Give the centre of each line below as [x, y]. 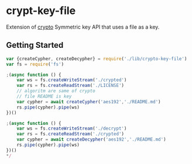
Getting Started [35, 45]
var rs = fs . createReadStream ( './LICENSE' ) [71, 86]
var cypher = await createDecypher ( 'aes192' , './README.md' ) [91, 139]
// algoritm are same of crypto [56, 91]
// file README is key [44, 96]
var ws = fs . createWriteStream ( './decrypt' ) [72, 129]
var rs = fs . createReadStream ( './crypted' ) [71, 134]
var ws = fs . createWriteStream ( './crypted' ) [72, 80]
